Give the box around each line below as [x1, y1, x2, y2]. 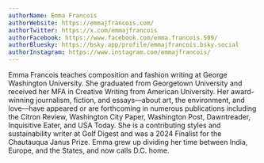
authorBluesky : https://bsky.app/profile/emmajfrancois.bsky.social [8, 41, 239, 49]
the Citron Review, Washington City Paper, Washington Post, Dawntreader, [8, 112, 251, 121]
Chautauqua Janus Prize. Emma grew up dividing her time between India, [8, 138, 248, 146]
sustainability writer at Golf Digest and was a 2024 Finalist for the [8, 129, 222, 138]
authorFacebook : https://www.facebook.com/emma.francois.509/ [8, 33, 218, 42]
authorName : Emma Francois [8, 11, 98, 20]
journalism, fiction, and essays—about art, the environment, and [35, 96, 245, 104]
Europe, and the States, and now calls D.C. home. [8, 146, 170, 155]
